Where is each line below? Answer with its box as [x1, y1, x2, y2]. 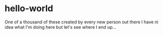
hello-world [4, 3, 54, 14]
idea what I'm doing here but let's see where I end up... [4, 24, 117, 30]
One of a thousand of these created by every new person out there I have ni [4, 19, 159, 25]
